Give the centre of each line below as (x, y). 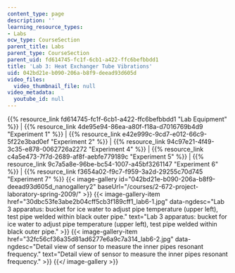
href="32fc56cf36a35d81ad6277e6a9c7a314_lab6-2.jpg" (90, 239)
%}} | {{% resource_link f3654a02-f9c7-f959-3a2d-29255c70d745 (105, 171)
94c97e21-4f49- (190, 141)
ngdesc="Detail (30, 247)
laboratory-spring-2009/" (44, 194)
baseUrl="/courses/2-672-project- (148, 187)
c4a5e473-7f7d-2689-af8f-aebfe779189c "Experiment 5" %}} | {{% (106, 157)
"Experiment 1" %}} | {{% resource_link (64, 134)
